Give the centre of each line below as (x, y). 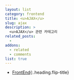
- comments (20, 54)
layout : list (18, 9)
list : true (16, 59)
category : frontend (25, 14)
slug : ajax (16, 23)
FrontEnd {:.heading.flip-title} (40, 72)
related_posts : (20, 37)
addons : (13, 45)
